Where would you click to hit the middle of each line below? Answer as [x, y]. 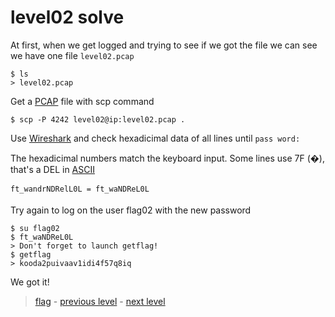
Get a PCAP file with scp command [82, 101]
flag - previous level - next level [100, 301]
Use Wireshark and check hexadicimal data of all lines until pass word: [155, 138]
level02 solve [67, 17]
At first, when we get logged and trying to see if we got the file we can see [164, 45]
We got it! [30, 282]
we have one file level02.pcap [72, 55]
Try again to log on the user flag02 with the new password [131, 210]
